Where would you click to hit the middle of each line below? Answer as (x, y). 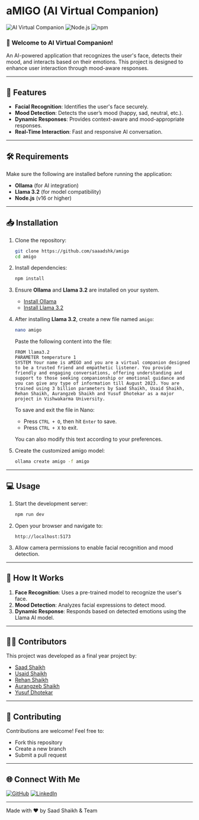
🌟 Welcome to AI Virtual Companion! (60, 43)
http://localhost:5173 (43, 536)
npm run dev (29, 514)
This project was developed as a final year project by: (72, 656)
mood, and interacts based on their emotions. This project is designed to (95, 62)
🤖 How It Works (35, 578)
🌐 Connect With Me (43, 779)
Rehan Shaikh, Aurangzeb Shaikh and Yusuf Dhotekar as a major (94, 394)
